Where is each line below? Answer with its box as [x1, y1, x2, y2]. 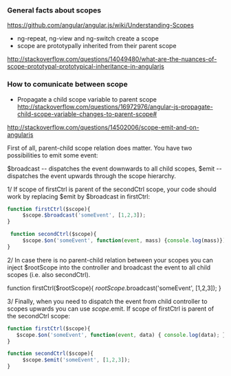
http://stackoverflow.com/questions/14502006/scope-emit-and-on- [7, 123, 199, 131]
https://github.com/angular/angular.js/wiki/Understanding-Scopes [7, 21, 195, 30]
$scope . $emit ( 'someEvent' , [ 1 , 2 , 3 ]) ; [22, 357, 131, 364]
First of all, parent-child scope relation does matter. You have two [7, 144, 192, 152]
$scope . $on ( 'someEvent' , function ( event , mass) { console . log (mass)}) [22, 237, 226, 244]
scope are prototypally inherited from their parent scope [16, 42, 177, 50]
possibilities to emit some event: [7, 151, 98, 159]
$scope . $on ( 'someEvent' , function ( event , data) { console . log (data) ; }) [16, 331, 229, 338]
